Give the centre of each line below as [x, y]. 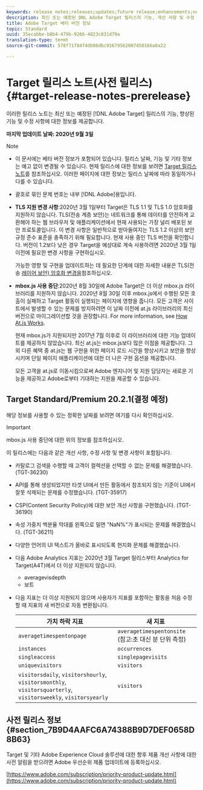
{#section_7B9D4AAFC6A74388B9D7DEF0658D [101, 730]
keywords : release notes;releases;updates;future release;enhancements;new [104, 12]
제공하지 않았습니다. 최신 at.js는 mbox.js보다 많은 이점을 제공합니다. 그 [110, 343]
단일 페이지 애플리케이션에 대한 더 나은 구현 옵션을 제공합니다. [104, 358]
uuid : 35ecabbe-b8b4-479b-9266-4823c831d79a [63, 35]
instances [32, 649]
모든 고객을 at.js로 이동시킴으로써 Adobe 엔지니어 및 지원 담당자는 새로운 [101, 370]
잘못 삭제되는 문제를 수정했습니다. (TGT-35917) [71, 492]
